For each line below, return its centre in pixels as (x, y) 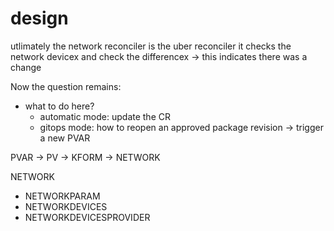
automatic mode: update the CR (105, 116)
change (26, 67)
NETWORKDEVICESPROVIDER (87, 217)
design (39, 18)
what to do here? (59, 106)
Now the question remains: (66, 86)
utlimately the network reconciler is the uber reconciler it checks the (151, 46)
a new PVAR (65, 138)
